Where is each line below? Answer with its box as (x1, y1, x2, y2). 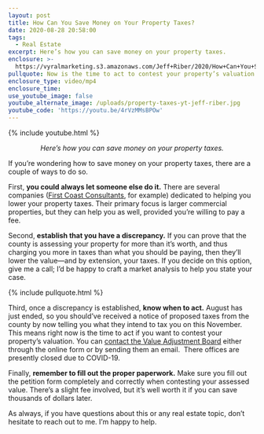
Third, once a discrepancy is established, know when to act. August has (8, 303, 243, 312)
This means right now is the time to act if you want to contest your (8, 328, 222, 337)
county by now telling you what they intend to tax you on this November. (8, 320, 243, 329)
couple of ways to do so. (8, 167, 89, 176)
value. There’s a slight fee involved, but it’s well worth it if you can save (8, 385, 238, 394)
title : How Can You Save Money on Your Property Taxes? (8, 19, 195, 27)
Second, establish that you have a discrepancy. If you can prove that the (8, 231, 247, 240)
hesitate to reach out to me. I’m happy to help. (8, 417, 157, 426)
